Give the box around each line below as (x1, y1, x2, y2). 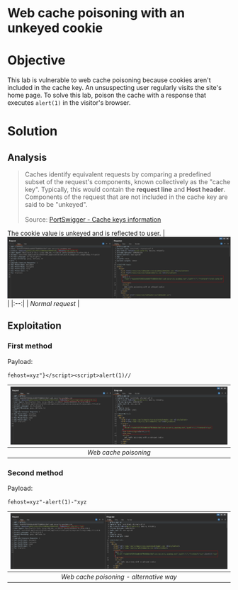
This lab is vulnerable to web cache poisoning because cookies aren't (7, 76, 211, 84)
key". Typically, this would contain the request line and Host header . (24, 186, 226, 194)
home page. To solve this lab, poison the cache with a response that (7, 91, 207, 100)
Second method (7, 467, 64, 477)
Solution (7, 123, 58, 140)
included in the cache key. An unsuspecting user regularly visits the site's (7, 84, 222, 92)
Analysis (7, 151, 47, 164)
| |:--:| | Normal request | (7, 299, 80, 307)
